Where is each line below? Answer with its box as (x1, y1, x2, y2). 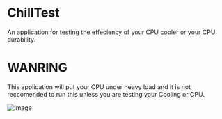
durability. (7, 35, 36, 43)
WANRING (7, 60, 68, 76)
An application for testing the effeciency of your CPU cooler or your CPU (7, 28, 216, 36)
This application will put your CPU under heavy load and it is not (7, 82, 191, 91)
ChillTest (7, 5, 61, 21)
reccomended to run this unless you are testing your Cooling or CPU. (7, 90, 205, 98)
